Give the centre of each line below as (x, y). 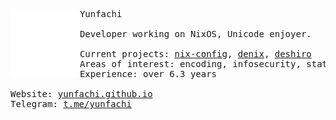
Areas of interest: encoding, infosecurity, (190, 64)
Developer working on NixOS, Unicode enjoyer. (195, 34)
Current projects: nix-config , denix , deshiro (195, 54)
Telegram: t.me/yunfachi (71, 104)
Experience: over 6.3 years (148, 74)
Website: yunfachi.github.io (81, 94)
